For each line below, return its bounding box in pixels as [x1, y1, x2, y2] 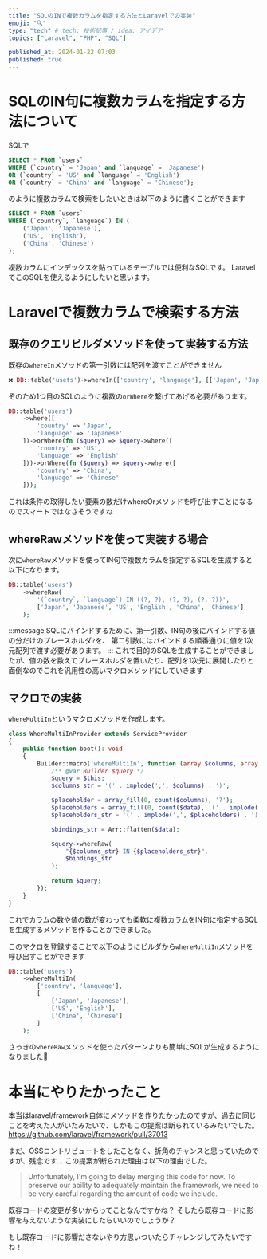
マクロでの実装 [8, 691, 82, 705]
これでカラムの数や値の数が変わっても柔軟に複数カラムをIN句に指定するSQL [8, 915, 259, 924]
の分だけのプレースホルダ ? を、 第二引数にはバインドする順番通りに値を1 [8, 635, 247, 646]
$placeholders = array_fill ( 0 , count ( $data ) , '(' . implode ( [50, 804, 259, 812]
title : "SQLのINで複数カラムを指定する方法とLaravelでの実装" [8, 11, 196, 20]
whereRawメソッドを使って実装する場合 [8, 532, 209, 546]
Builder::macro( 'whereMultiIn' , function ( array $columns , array [37, 759, 259, 768]
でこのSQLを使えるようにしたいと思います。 [8, 272, 154, 281]
